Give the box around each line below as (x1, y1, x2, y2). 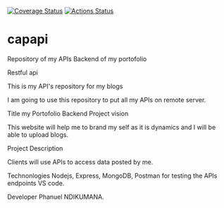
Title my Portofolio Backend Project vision (7, 109, 129, 118)
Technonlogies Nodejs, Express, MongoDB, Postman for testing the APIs (7, 171, 218, 180)
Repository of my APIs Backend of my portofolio (7, 54, 147, 63)
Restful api (7, 68, 39, 77)
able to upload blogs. (7, 130, 69, 139)
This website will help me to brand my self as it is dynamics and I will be (7, 123, 216, 131)
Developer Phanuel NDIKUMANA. (7, 192, 104, 201)
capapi (7, 32, 49, 47)
